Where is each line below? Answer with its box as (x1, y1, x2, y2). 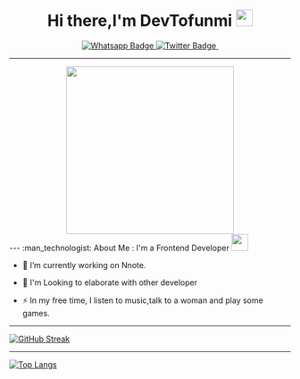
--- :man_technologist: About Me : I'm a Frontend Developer (9, 242, 229, 253)
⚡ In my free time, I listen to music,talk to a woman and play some (21, 295, 263, 306)
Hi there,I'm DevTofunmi (47, 11, 233, 31)
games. (21, 307, 51, 318)
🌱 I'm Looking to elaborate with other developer (21, 277, 198, 288)
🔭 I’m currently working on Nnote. (21, 259, 146, 270)
